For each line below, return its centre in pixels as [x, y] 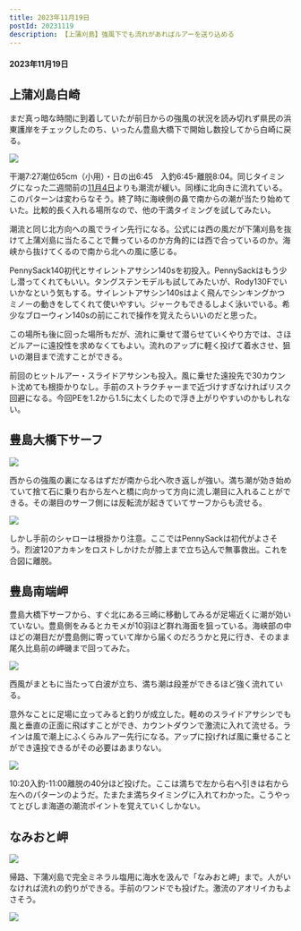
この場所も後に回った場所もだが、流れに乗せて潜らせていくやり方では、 [142, 334]
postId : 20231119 [42, 26]
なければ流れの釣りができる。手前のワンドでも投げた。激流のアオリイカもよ [150, 888]
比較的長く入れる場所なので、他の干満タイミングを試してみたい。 [154, 209]
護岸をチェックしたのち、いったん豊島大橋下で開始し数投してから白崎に [150, 129]
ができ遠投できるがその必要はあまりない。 [88, 747]
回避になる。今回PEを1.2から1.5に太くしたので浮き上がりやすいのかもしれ [146, 397]
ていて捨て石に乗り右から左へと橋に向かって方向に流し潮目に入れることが [146, 491]
